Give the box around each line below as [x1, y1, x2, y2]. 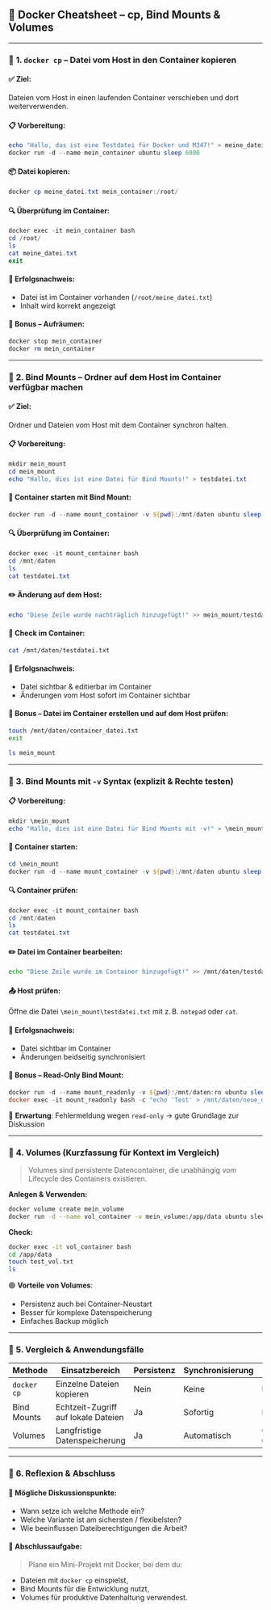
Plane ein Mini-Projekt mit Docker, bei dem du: [27, 1559, 183, 1569]
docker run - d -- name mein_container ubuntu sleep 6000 [8, 149, 200, 158]
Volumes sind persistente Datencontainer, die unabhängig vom [27, 1165, 237, 1174]
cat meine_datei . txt [8, 249, 78, 257]
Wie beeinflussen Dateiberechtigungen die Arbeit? [19, 1523, 188, 1532]
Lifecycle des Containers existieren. [27, 1174, 148, 1183]
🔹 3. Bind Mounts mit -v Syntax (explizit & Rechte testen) [8, 775, 234, 786]
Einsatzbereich [60, 1365, 121, 1376]
